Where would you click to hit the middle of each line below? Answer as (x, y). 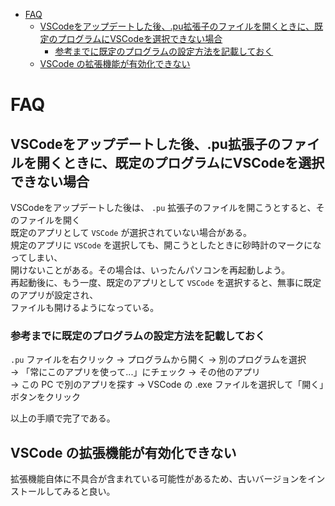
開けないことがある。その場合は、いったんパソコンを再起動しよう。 (150, 270)
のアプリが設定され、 (54, 295)
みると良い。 (89, 491)
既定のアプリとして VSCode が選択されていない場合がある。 (131, 232)
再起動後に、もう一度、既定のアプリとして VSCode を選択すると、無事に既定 (166, 282)
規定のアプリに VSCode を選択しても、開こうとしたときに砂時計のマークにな (166, 245)
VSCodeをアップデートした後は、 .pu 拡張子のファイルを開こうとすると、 (163, 207)
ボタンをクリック (45, 397)
